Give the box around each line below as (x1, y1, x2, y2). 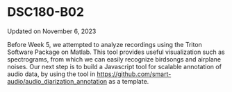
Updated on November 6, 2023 (7, 27, 97, 35)
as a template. (108, 77, 149, 85)
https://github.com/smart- (97, 70, 172, 78)
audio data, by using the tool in (7, 70, 96, 78)
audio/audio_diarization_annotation (7, 77, 108, 85)
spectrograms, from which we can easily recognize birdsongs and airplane (7, 55, 221, 63)
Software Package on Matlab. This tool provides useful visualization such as (7, 48, 225, 56)
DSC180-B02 (7, 4, 85, 20)
